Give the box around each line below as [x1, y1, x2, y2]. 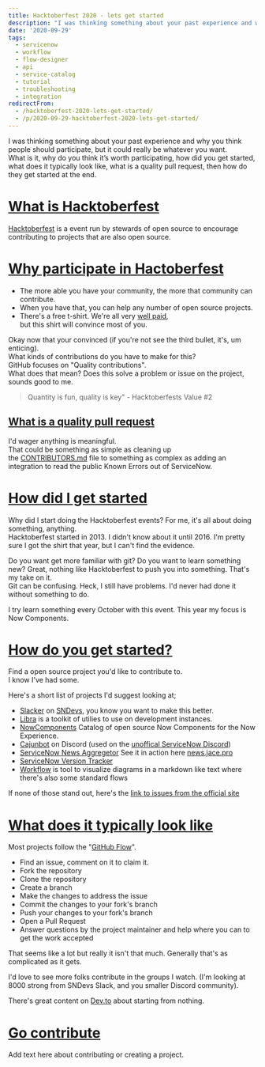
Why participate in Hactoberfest [8, 260, 224, 278]
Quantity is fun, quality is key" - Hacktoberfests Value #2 [27, 392, 213, 402]
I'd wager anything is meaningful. [8, 436, 117, 445]
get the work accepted [19, 933, 94, 943]
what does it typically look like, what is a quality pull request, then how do [8, 161, 248, 171]
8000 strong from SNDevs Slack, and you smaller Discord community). [8, 981, 239, 990]
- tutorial [15, 78, 51, 85]
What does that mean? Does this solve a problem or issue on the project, [8, 369, 244, 378]
